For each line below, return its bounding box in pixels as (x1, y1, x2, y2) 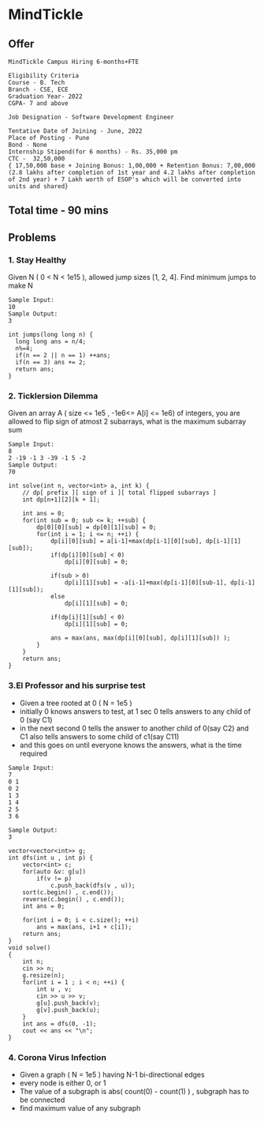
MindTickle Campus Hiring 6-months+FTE (8, 58, 139, 66)
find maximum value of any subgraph (19, 1103, 141, 1112)
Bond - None (8, 141, 47, 149)
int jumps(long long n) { (8, 330, 93, 339)
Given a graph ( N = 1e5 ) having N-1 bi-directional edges (19, 1070, 205, 1079)
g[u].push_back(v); (36, 998, 101, 1007)
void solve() (8, 943, 51, 952)
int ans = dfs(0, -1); (22, 1020, 97, 1028)
